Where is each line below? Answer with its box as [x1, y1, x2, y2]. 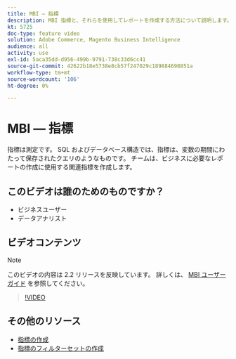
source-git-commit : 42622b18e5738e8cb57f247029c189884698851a [7, 63, 193, 70]
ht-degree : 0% [7, 82, 49, 89]
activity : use [7, 50, 49, 57]
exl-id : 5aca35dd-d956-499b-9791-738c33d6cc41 [7, 56, 146, 63]
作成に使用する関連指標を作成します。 [25, 163, 136, 171]
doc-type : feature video [7, 30, 80, 37]
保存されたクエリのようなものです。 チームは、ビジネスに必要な [25, 154, 211, 162]
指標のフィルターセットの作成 [17, 344, 104, 352]
